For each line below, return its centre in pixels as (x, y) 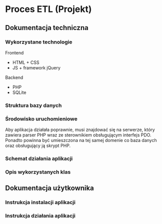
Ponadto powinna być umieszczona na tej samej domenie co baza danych (81, 140)
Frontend (14, 52)
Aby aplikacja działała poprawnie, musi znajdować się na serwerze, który (80, 130)
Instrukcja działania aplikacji (40, 216)
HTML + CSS (26, 62)
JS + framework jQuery (36, 67)
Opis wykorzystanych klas (38, 172)
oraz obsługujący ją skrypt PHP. (38, 145)
